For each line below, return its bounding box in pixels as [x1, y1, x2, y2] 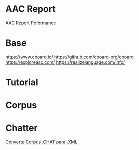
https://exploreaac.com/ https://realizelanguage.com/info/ [5, 59, 125, 65]
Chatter [5, 122, 38, 134]
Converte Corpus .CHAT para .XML [5, 139, 78, 145]
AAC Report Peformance [5, 20, 56, 26]
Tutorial [5, 77, 39, 88]
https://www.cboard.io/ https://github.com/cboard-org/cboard [5, 54, 134, 60]
